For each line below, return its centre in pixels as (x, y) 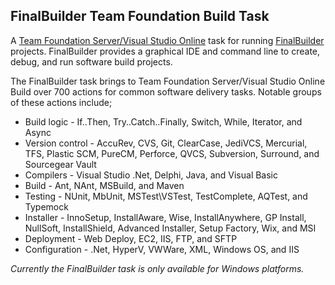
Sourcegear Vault (60, 164)
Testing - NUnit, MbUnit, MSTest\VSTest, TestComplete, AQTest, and (166, 196)
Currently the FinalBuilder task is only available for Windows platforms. (157, 268)
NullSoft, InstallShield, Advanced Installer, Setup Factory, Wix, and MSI (170, 228)
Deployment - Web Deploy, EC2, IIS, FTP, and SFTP (131, 238)
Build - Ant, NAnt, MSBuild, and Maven (104, 185)
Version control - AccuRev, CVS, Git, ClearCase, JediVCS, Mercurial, (166, 143)
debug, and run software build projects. (91, 61)
